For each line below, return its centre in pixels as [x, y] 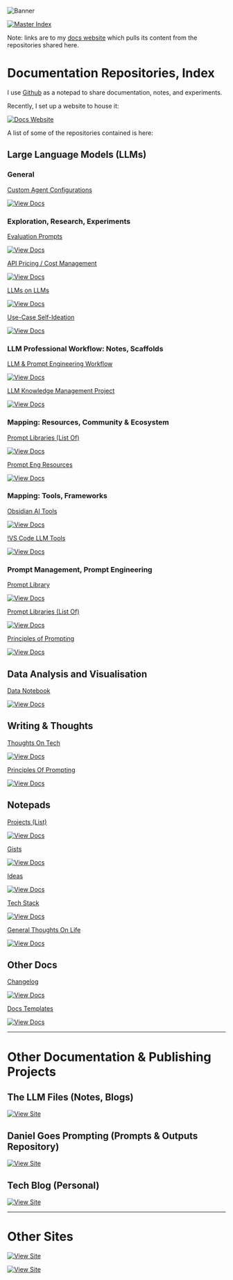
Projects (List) [27, 822]
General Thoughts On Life [44, 929]
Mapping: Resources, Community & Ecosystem [88, 422]
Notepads [29, 805]
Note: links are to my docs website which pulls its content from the [102, 38]
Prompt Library [29, 585]
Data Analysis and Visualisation [77, 674]
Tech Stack [23, 903]
